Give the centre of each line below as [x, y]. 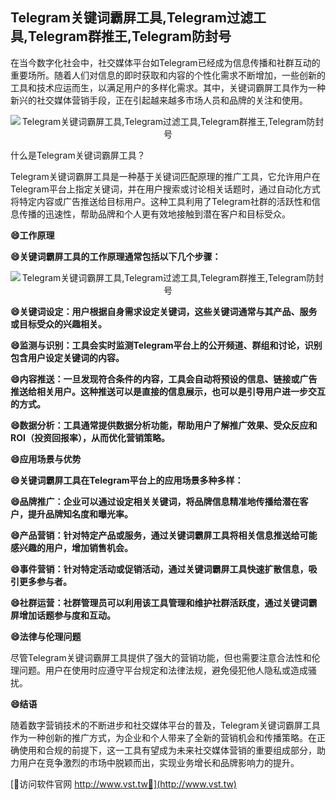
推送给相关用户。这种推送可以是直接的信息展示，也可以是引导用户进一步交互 [168, 391]
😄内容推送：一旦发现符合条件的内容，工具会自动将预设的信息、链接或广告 [164, 379]
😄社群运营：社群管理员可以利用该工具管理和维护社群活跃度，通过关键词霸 [164, 602]
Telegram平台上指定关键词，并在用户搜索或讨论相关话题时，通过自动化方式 [165, 189]
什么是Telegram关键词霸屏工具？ [78, 155]
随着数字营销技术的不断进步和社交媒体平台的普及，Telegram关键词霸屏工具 [165, 725]
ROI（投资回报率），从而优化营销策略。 [90, 437]
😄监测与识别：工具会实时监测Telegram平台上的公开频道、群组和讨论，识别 [166, 345]
